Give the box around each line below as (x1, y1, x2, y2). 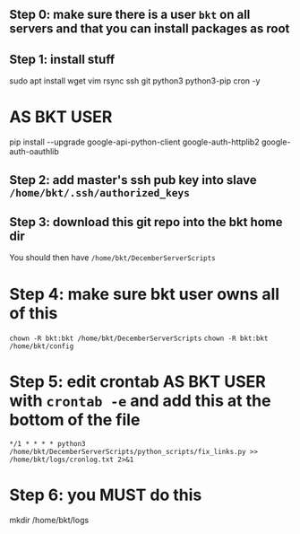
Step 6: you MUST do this (9, 485, 202, 505)
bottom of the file (9, 410, 141, 430)
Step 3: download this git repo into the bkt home (9, 214, 284, 230)
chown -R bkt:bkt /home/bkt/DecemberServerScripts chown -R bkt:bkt (9, 334, 269, 344)
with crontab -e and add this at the (9, 390, 271, 411)
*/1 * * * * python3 (9, 440, 87, 449)
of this (9, 302, 58, 323)
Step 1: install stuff (9, 51, 116, 66)
